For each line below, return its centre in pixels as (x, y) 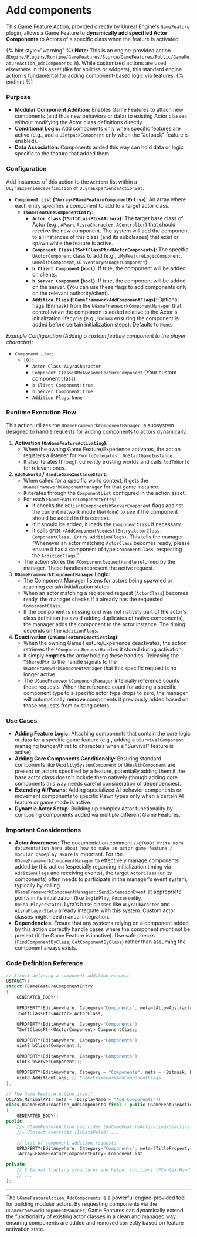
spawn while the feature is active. (72, 243)
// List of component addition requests (67, 1143)
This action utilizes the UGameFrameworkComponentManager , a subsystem (90, 425)
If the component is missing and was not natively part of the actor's (105, 611)
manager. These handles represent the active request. (89, 568)
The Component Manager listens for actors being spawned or (98, 580)
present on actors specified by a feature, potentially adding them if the (100, 771)
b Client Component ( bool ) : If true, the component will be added (109, 268)
